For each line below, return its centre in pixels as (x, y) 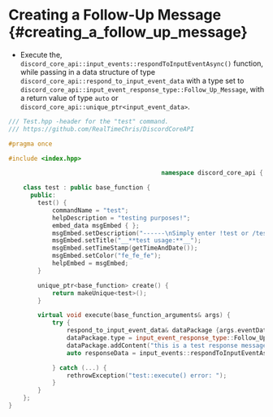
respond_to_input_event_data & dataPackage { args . (152, 331)
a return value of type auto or (69, 98)
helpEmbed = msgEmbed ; (90, 263)
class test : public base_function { (87, 188)
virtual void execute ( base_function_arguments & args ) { (134, 315)
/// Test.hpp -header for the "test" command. (89, 121)
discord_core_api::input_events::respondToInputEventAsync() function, (142, 63)
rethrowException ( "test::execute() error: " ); (147, 376)
